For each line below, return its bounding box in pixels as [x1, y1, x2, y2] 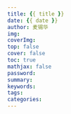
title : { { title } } [7, 10, 65, 18]
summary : [7, 76, 33, 84]
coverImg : [7, 37, 37, 44]
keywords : [7, 83, 37, 90]
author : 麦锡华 [7, 23, 49, 30]
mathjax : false [7, 63, 52, 70]
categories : [7, 96, 42, 103]
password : [7, 69, 37, 76]
